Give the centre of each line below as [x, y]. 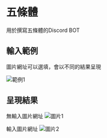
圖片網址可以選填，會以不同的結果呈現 [53, 66]
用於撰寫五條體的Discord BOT [43, 30]
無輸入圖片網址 [25, 116]
